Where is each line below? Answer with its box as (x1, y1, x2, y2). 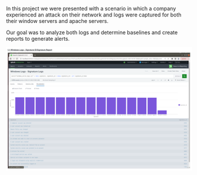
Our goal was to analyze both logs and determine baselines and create (6, 29, 178, 36)
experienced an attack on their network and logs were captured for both (6, 11, 182, 18)
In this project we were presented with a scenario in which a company (6, 5, 176, 12)
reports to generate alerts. (6, 35, 70, 42)
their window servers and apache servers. (6, 18, 109, 24)
